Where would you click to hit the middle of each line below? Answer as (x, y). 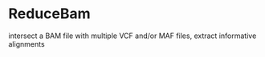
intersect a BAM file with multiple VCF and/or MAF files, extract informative (132, 36)
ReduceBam (49, 14)
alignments (27, 44)
